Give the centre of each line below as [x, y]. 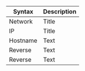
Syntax [23, 11]
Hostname [23, 40]
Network [21, 21]
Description [60, 11]
